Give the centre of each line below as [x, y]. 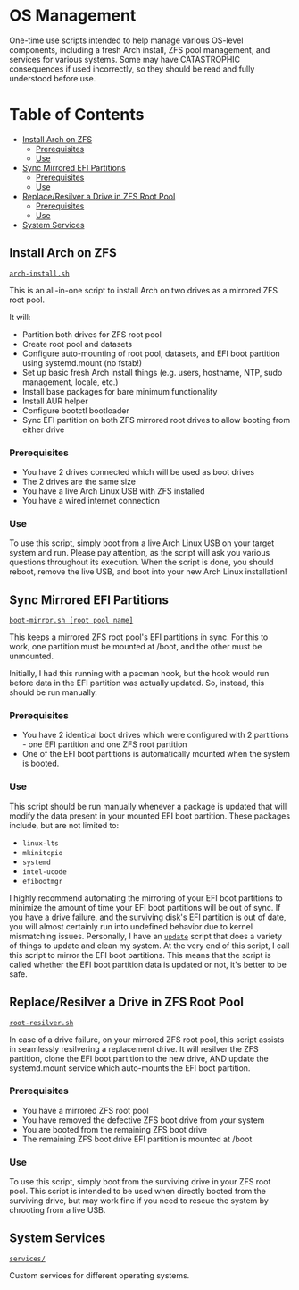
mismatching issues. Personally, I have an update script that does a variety [146, 936]
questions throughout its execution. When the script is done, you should [141, 562]
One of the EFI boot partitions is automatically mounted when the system [156, 754]
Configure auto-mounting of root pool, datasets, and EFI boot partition [151, 353]
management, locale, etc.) [70, 382]
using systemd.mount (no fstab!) [82, 362]
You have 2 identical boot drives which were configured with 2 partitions [155, 735]
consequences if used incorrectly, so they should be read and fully [132, 69]
